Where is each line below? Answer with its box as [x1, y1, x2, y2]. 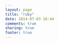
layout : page [5, 7, 32, 12]
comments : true [5, 21, 37, 26]
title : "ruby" [5, 12, 35, 17]
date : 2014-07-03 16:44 [5, 16, 55, 21]
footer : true [5, 30, 32, 35]
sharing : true [5, 26, 35, 31]
